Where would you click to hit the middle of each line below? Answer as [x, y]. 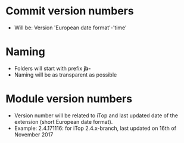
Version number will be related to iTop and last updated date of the [96, 115]
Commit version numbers [70, 11]
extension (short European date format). [63, 121]
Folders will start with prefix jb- [52, 68]
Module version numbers [69, 99]
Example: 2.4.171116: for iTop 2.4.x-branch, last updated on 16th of [95, 128]
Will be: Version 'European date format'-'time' [70, 28]
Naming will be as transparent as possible [66, 74]
